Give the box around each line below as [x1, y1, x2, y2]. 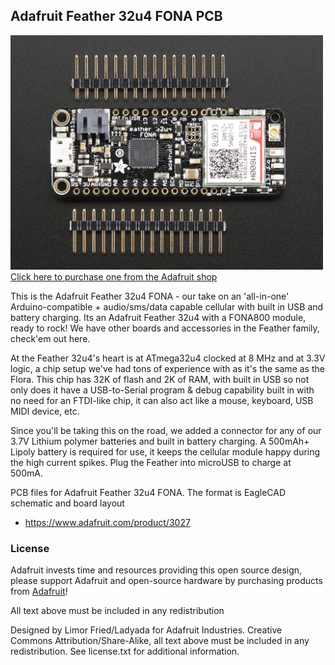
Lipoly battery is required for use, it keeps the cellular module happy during [10, 445, 321, 458]
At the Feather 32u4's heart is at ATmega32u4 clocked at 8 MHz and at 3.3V [10, 352, 326, 364]
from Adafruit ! [10, 585, 68, 598]
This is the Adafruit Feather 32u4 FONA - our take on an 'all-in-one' [10, 290, 290, 302]
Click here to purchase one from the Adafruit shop [10, 270, 218, 283]
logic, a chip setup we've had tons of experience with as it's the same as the [10, 362, 325, 374]
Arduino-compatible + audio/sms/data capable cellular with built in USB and [10, 300, 324, 313]
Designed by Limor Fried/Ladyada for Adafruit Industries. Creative [10, 624, 283, 636]
